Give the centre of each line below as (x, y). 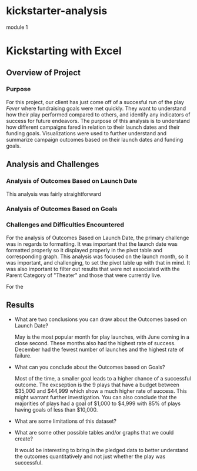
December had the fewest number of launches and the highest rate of (99, 349)
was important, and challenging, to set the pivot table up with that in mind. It (98, 262)
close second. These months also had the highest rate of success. (95, 343)
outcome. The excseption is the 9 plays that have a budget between (97, 385)
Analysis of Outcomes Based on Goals (62, 209)
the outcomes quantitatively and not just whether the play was (90, 456)
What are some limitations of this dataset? (65, 421)
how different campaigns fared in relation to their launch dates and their (93, 127)
